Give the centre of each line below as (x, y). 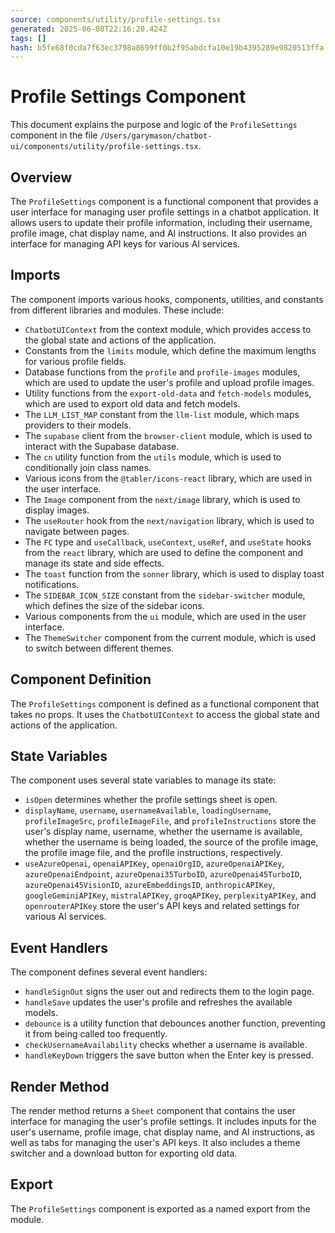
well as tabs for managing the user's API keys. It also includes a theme (155, 1143)
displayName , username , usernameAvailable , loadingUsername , (148, 810)
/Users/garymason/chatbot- (156, 136)
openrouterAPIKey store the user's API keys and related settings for (162, 906)
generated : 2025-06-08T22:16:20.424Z (89, 29)
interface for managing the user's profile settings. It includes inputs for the (163, 1122)
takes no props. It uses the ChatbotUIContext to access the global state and (165, 714)
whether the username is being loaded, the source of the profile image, (171, 842)
